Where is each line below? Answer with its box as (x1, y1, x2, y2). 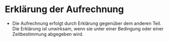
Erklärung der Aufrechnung (5, 4, 124, 15)
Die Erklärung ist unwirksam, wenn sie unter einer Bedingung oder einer (12, 25, 164, 31)
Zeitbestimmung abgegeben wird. (12, 31, 84, 37)
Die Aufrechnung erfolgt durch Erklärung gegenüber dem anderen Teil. (12, 20, 162, 26)
